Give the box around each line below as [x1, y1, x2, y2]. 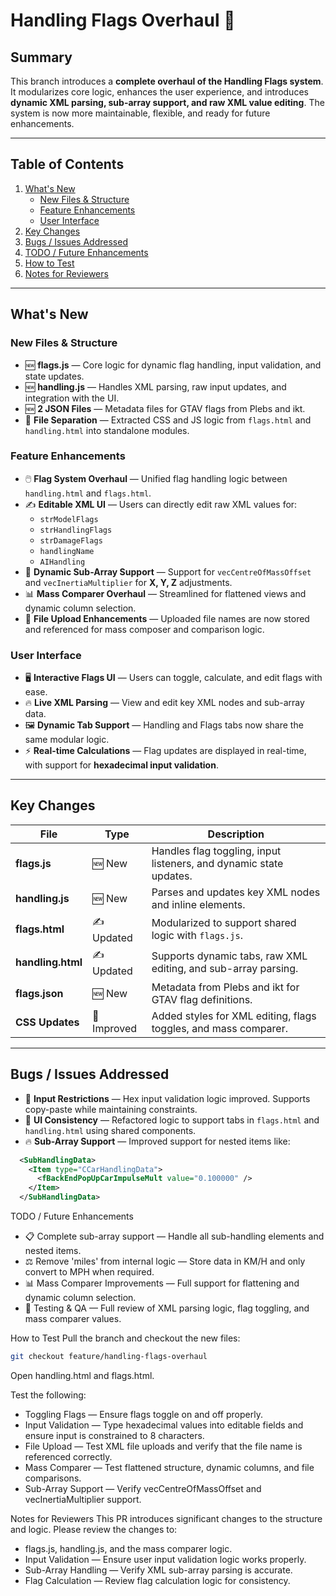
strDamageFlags [39, 535, 103, 546]
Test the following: [10, 1389, 87, 1401]
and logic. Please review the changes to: [10, 1523, 178, 1535]
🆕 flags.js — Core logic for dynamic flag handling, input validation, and [24, 359, 322, 371]
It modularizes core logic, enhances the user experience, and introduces [10, 86, 309, 98]
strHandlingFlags [39, 525, 113, 535]
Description [207, 827, 265, 841]
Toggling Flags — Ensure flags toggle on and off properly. [24, 1408, 263, 1420]
